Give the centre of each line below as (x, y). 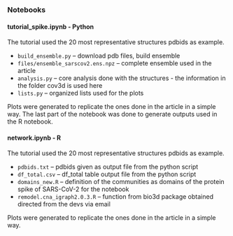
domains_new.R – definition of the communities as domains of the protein (121, 182)
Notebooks (27, 10)
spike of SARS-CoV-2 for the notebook (73, 189)
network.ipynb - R (34, 138)
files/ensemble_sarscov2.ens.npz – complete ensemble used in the (114, 63)
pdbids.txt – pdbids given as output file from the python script (108, 167)
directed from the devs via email (64, 204)
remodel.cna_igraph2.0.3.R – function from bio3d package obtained (115, 197)
